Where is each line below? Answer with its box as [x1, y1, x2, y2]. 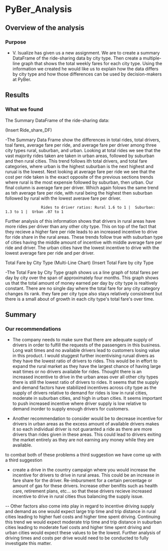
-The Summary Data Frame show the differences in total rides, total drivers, [5, 137, 160, 143]
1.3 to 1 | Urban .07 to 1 [5, 209, 64, 214]
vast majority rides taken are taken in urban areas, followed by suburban [5, 153, 154, 159]
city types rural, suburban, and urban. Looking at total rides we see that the [5, 147, 161, 153]
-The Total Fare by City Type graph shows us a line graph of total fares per [5, 269, 159, 275]
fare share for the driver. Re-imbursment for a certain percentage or [12, 477, 152, 483]
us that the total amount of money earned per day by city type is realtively [5, 280, 157, 286]
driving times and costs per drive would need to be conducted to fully [5, 535, 149, 541]
